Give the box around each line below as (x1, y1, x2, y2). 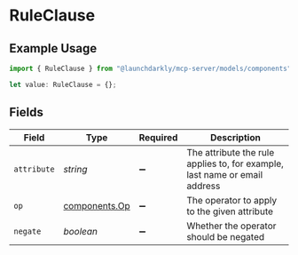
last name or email (185, 168, 263, 180)
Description (209, 131, 262, 143)
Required (138, 131, 178, 143)
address (185, 179, 221, 192)
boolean (63, 225, 98, 237)
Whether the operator (185, 219, 277, 232)
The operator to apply (185, 194, 278, 206)
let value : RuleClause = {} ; (9, 80, 117, 89)
